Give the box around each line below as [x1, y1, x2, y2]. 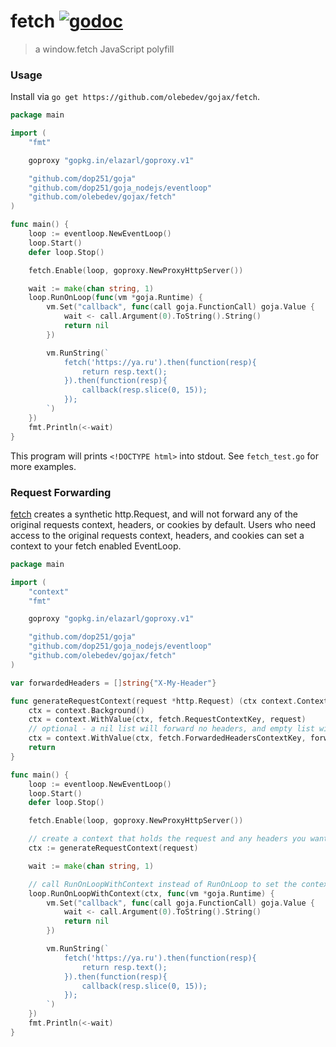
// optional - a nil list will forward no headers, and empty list [28, 724, 315, 734]
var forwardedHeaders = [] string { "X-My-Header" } [10, 678, 217, 688]
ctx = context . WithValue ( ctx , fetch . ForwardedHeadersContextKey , [28, 733, 307, 744]
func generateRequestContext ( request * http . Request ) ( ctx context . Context [10, 696, 329, 706]
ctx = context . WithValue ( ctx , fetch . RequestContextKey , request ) [28, 715, 307, 725]
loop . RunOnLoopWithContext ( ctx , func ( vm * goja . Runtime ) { [28, 888, 275, 899]
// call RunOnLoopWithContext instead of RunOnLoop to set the [28, 879, 298, 889]
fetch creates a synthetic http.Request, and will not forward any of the [10, 508, 299, 520]
